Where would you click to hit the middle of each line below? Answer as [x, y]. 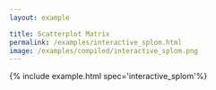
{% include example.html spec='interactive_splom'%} [108, 76]
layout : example [39, 18]
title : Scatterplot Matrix [60, 34]
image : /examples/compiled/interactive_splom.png [104, 50]
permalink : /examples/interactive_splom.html [95, 42]
